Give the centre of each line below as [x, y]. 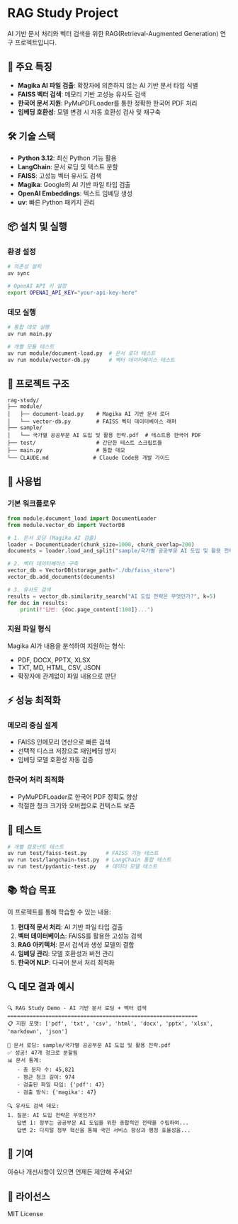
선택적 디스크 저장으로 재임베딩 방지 [67, 751]
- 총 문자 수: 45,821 [46, 1070]
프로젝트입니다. [36, 42]
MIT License [25, 1214]
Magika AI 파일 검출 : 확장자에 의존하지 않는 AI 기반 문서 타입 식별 [108, 85]
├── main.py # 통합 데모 [66, 450]
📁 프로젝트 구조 [38, 384]
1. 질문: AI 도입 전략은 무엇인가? [52, 1115]
